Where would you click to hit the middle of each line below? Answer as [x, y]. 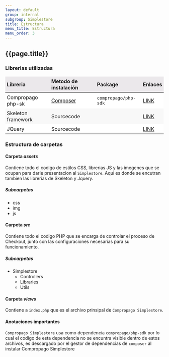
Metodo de [64, 81]
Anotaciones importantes [33, 322]
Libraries [29, 282]
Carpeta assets [22, 157]
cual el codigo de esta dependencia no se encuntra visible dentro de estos [82, 338]
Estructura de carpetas [34, 144]
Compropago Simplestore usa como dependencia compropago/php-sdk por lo [82, 333]
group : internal [22, 15]
